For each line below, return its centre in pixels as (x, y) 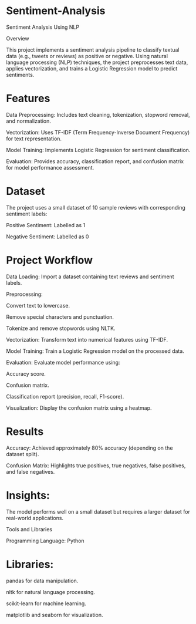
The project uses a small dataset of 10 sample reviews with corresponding (96, 207)
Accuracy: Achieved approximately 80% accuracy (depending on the (89, 448)
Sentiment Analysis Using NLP (43, 27)
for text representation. (34, 139)
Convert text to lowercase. (38, 305)
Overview (18, 38)
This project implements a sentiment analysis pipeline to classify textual (93, 50)
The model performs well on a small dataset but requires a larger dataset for (98, 511)
